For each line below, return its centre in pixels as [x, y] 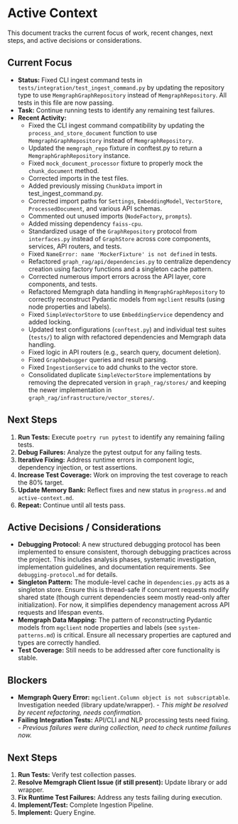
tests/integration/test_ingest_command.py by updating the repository [121, 88]
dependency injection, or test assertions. [77, 467]
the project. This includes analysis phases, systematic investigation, [117, 559]
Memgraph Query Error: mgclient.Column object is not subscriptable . [124, 697]
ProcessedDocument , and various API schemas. [95, 208]
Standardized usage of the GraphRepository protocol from [113, 231]
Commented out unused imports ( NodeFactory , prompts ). [110, 216]
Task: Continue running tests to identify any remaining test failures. [116, 110]
